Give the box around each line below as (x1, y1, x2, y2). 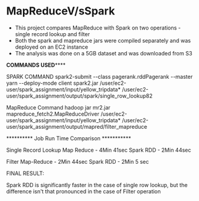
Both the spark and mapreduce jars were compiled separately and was (14, 37, 191, 44)
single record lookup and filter (14, 30, 90, 37)
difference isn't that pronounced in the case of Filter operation (6, 188, 161, 195)
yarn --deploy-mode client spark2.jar (6, 79, 99, 87)
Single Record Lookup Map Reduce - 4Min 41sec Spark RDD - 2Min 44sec (6, 146, 191, 153)
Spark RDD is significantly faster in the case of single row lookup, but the (6, 181, 188, 188)
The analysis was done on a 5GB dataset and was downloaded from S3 (14, 49, 193, 57)
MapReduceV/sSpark (6, 4, 115, 18)
